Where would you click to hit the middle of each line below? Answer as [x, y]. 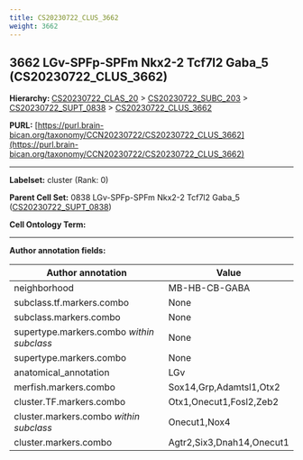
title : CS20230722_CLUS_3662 [64, 18]
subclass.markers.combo [67, 317]
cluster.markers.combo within [77, 417]
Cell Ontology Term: [48, 225]
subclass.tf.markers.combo [71, 303]
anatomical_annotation [62, 373]
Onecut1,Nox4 [199, 422]
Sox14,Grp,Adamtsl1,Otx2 [225, 387]
